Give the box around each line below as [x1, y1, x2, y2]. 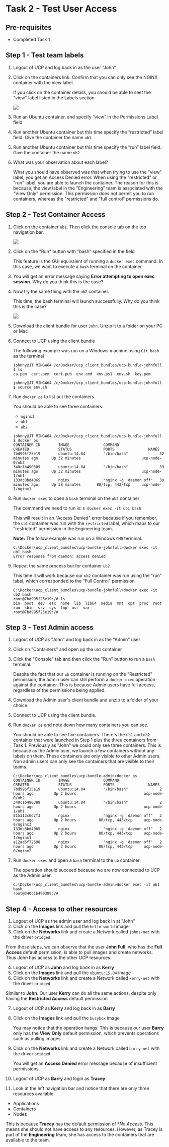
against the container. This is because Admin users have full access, [13, 682, 155, 688]
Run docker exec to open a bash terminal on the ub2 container [13, 495, 140, 501]
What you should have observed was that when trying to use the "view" [13, 169, 162, 175]
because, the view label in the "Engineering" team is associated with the [13, 185, 163, 191]
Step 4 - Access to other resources [6, 905, 118, 913]
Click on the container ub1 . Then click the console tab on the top [13, 224, 146, 230]
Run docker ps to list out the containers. [13, 394, 96, 400]
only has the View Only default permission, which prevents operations [13, 1030, 159, 1036]
